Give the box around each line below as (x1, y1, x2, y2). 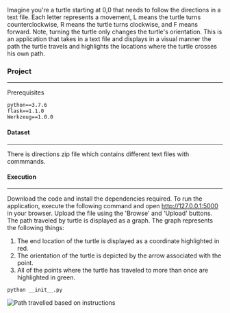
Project (7, 66, 32, 76)
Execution (7, 173, 36, 181)
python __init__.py (7, 286, 63, 293)
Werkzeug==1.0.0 (7, 114, 53, 121)
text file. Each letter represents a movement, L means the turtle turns (7, 13, 201, 21)
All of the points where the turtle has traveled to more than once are (16, 266, 209, 274)
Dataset (7, 128, 30, 136)
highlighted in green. (16, 273, 75, 281)
